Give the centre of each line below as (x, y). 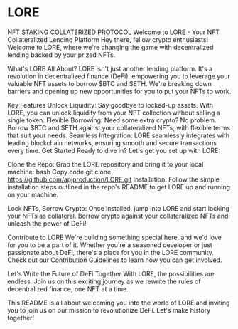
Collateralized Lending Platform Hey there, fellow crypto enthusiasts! (108, 39)
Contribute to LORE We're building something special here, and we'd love (114, 237)
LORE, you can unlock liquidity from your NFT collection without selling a (114, 113)
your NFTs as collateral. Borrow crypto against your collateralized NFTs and (118, 216)
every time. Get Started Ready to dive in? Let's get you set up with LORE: (114, 150)
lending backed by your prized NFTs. (61, 55)
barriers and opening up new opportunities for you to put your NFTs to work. (119, 91)
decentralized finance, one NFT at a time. (68, 288)
